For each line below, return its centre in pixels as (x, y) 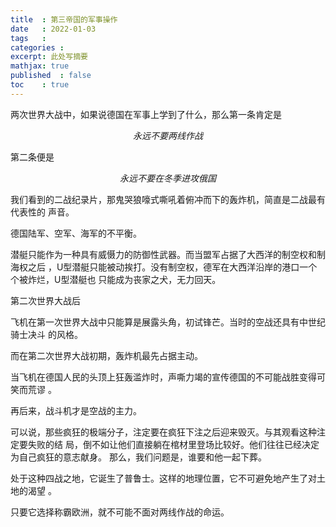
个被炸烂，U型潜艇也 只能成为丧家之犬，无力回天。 (116, 279)
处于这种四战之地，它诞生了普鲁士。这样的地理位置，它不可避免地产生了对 (163, 478)
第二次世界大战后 (45, 300)
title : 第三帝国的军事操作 (64, 19)
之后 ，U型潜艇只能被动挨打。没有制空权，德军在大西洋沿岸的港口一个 (172, 267)
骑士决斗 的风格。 (46, 334)
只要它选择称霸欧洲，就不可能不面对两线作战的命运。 (120, 512)
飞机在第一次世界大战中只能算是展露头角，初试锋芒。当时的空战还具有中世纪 (168, 322)
